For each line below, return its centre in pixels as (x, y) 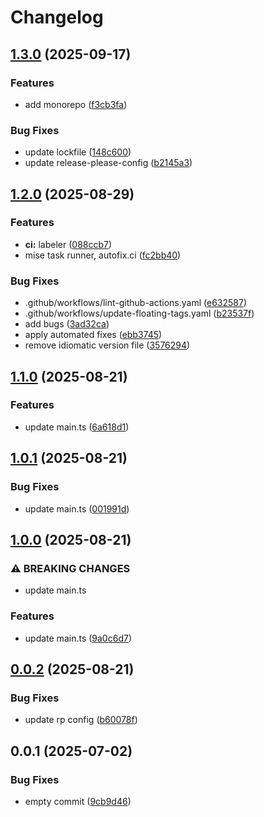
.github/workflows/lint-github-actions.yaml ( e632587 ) (136, 303)
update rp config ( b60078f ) (81, 720)
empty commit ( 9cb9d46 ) (78, 801)
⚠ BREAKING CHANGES (70, 568)
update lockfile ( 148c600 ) (78, 152)
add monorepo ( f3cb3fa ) (76, 104)
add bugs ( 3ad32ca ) (67, 324)
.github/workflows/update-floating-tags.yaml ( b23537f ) (139, 313)
